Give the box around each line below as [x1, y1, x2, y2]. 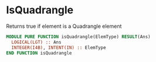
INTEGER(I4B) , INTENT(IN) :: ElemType [11, 45, 107, 50]
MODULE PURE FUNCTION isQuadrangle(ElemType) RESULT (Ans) [6, 34, 151, 39]
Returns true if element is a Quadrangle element [6, 23, 122, 30]
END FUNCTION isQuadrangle [6, 50, 72, 56]
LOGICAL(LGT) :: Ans [11, 39, 62, 45]
